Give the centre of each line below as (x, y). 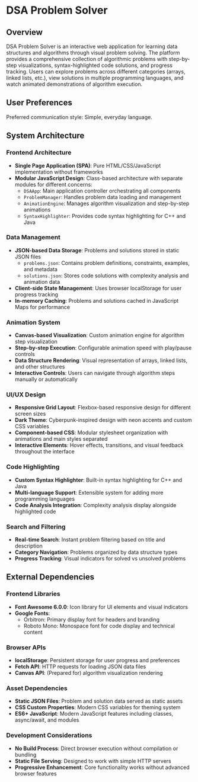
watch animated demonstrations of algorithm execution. (74, 84)
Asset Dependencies (37, 688)
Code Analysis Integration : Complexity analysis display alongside (95, 505)
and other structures (40, 367)
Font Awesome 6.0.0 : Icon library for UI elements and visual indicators (101, 607)
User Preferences (39, 103)
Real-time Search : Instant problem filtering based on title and (90, 539)
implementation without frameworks (59, 172)
